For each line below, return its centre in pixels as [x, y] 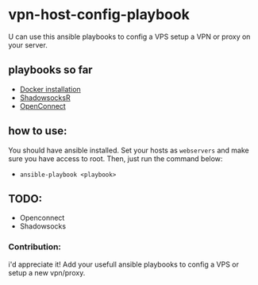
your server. [28, 44]
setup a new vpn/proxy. [47, 272]
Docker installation [50, 89]
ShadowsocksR [45, 98]
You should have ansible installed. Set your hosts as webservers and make [129, 150]
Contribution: [35, 247]
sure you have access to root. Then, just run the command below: [116, 158]
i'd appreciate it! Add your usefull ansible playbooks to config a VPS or [124, 264]
